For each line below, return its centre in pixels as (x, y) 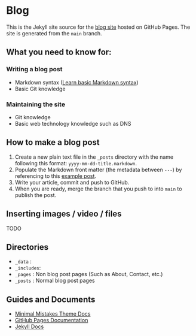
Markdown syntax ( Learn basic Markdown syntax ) (76, 82)
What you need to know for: (59, 52)
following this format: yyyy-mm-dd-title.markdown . (76, 163)
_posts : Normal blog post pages (55, 281)
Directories (27, 247)
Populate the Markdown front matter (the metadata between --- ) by (98, 169)
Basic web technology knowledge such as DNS (73, 123)
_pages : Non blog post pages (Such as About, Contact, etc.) (89, 274)
